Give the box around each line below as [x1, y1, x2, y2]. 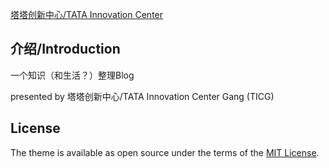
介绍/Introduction [10, 41, 121, 58]
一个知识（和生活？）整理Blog [10, 69, 135, 81]
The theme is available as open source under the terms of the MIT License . [10, 146, 320, 158]
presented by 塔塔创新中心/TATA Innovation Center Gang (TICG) [10, 90, 275, 102]
